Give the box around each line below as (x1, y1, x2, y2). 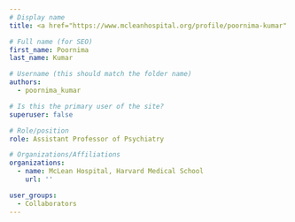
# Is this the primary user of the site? (9, 102, 165, 111)
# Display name (9, 12, 66, 22)
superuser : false (9, 110, 74, 119)
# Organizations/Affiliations (9, 150, 121, 159)
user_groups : (9, 191, 58, 200)
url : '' (25, 175, 53, 184)
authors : (9, 78, 42, 87)
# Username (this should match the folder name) (9, 70, 192, 79)
